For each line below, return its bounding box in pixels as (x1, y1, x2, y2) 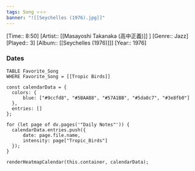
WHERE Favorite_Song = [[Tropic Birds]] (6, 73, 111, 79)
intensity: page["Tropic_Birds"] (22, 137, 108, 144)
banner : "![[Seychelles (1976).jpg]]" (6, 15, 105, 21)
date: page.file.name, (22, 132, 81, 138)
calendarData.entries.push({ (12, 126, 86, 133)
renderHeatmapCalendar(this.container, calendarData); (6, 159, 149, 165)
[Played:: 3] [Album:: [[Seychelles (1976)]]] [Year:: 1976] (6, 39, 147, 46)
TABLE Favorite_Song (6, 68, 59, 74)
